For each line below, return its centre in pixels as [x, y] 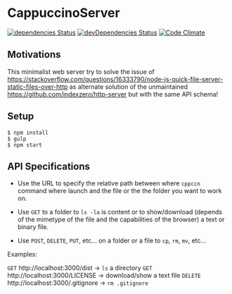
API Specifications [49, 166]
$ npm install [28, 133]
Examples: [22, 255]
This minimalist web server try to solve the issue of [81, 71]
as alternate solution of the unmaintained [129, 87]
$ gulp [17, 139]
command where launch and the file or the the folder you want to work [120, 191]
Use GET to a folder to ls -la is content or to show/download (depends [120, 212]
